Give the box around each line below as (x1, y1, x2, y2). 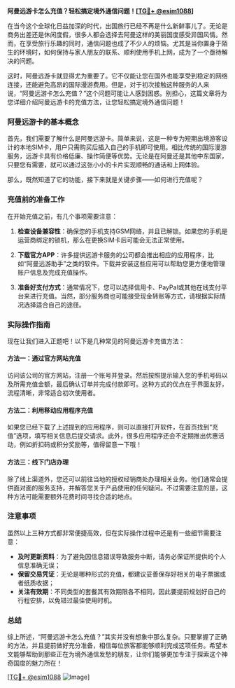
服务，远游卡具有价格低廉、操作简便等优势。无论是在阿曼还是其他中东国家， (7, 152, 228, 160)
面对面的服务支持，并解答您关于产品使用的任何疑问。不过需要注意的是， (13, 483, 222, 492)
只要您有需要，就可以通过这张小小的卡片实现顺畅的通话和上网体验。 (7, 160, 204, 169)
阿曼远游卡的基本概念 (7, 117, 79, 127)
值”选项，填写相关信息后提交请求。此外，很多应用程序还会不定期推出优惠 (7, 432, 219, 440)
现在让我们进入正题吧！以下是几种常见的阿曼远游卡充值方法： (7, 336, 185, 345)
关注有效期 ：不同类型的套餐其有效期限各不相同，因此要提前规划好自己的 (17, 587, 226, 596)
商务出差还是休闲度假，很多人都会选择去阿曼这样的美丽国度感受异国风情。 (7, 31, 222, 39)
